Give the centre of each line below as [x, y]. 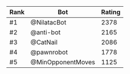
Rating [111, 12]
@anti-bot [45, 32]
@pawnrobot [49, 52]
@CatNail [44, 42]
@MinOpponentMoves [63, 62]
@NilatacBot [48, 22]
